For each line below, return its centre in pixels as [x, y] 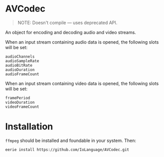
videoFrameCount [22, 107]
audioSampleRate [22, 61]
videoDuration [20, 102]
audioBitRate [19, 65]
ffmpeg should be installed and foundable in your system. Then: [71, 140]
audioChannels [20, 56]
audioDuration [20, 70]
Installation [29, 127]
